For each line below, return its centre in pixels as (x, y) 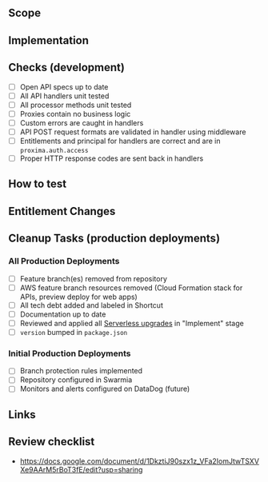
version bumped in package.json (74, 332)
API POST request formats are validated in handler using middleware (133, 132)
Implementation (49, 40)
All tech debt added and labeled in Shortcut (92, 305)
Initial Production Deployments (70, 353)
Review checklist (52, 442)
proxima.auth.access (54, 151)
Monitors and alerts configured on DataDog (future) (105, 389)
